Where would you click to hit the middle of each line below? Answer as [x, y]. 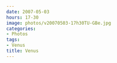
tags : [13, 40]
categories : [21, 28]
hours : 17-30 [22, 17]
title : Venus [22, 51]
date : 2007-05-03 [28, 12]
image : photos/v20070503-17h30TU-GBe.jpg [59, 23]
